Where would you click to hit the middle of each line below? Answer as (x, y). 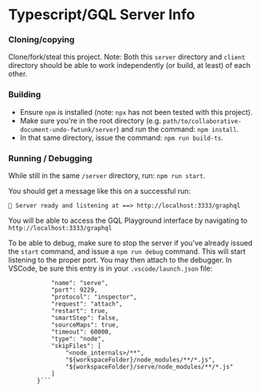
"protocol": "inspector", (94, 297)
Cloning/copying (41, 40)
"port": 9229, (74, 290)
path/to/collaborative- (202, 121)
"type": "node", (78, 339)
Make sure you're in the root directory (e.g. (91, 121)
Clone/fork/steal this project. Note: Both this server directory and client (127, 57)
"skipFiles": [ (76, 346)
